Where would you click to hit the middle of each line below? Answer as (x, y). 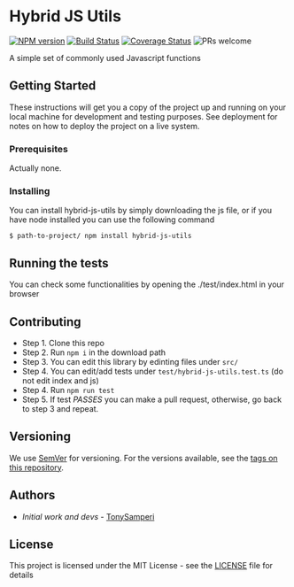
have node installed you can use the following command (112, 220)
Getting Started (53, 86)
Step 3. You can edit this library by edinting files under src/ (130, 361)
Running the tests (59, 263)
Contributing (45, 322)
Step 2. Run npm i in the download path (94, 352)
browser (24, 294)
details (21, 575)
